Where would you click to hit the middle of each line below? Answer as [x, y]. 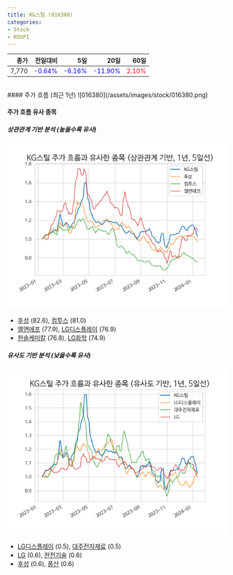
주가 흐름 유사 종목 [32, 112]
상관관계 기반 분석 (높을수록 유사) [52, 129]
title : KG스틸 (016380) [40, 15]
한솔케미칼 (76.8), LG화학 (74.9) [61, 338]
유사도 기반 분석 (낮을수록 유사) [49, 355]
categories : [24, 22]
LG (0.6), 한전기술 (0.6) [50, 555]
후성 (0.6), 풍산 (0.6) [46, 564]
